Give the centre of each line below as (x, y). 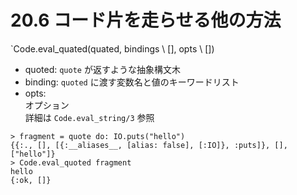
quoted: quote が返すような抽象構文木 (102, 69)
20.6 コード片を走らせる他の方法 (146, 20)
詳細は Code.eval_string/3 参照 (89, 117)
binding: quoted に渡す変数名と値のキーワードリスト (132, 82)
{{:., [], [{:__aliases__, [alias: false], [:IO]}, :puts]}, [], (149, 145)
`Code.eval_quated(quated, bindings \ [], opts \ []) (112, 48)
